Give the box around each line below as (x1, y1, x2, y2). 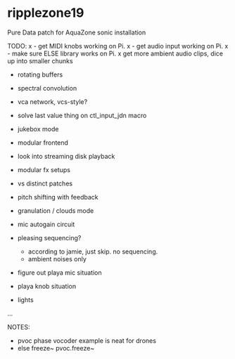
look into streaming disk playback (17, 152, 115, 160)
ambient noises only (27, 254, 87, 263)
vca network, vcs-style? (17, 97, 88, 106)
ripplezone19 (7, 5, 84, 21)
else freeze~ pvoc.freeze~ (17, 344, 95, 352)
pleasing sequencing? (17, 233, 82, 242)
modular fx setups (17, 165, 70, 174)
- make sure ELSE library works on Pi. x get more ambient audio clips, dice (7, 49, 224, 58)
